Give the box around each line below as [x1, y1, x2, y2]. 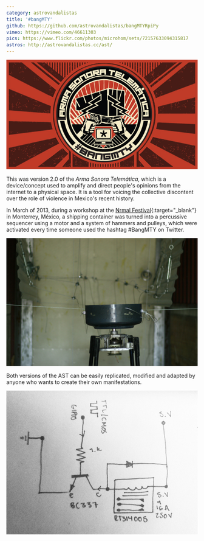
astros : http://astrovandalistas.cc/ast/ [6, 42, 113, 48]
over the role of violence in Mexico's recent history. [6, 195, 135, 202]
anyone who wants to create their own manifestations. [6, 379, 142, 386]
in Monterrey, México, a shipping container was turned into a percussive [6, 213, 187, 220]
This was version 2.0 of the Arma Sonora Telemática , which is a [6, 175, 166, 183]
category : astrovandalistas [6, 10, 78, 16]
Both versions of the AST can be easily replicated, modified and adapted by [6, 372, 195, 380]
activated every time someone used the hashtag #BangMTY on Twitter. [6, 226, 185, 233]
